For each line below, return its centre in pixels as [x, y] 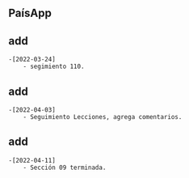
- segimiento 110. [54, 67]
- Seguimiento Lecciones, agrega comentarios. [103, 117]
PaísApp [30, 13]
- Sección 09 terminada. [65, 167]
